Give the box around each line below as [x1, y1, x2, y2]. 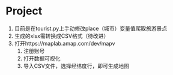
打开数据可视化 [23, 55, 61, 62]
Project [5, 4, 43, 18]
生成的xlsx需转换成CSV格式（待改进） [14, 32, 109, 40]
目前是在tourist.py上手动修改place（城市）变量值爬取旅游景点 [14, 25, 168, 32]
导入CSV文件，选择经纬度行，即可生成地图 [23, 62, 130, 70]
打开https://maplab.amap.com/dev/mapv [14, 40, 115, 47]
